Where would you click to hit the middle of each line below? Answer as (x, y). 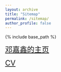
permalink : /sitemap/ (27, 18)
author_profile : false (28, 23)
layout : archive (21, 9)
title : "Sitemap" (23, 14)
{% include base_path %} (31, 37)
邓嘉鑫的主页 (27, 50)
